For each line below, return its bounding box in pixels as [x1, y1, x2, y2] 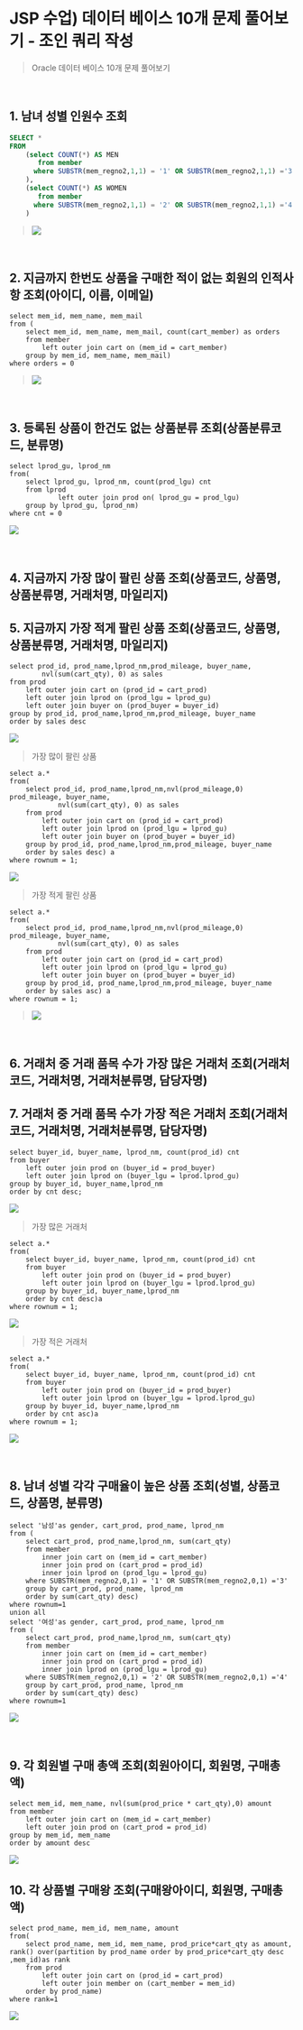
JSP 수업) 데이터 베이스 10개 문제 [9, 8, 242, 29]
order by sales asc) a [25, 987, 111, 996]
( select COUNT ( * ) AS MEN [25, 150, 119, 159]
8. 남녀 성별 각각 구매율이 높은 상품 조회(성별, [9, 1478, 245, 1493]
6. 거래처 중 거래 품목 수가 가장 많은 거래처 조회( [9, 1056, 258, 1071]
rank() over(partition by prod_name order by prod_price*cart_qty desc [9, 1947, 284, 1956]
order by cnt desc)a [25, 1294, 103, 1304]
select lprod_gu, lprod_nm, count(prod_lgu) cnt [25, 477, 212, 487]
